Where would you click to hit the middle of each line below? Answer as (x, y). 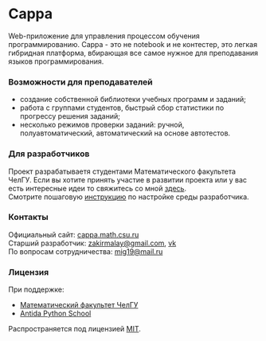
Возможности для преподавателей (80, 82)
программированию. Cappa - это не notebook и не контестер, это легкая (133, 44)
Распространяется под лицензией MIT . (75, 329)
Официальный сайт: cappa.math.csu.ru (74, 234)
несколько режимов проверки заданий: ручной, (102, 125)
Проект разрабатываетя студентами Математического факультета (122, 171)
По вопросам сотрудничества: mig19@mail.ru (86, 251)
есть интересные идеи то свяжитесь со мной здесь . (98, 188)
